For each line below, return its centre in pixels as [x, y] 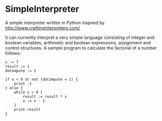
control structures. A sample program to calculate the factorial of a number [81, 48]
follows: [13, 53]
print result [27, 109]
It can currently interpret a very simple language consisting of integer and [80, 37]
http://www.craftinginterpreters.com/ [43, 28]
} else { [14, 88]
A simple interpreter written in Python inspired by [55, 23]
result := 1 [17, 66]
